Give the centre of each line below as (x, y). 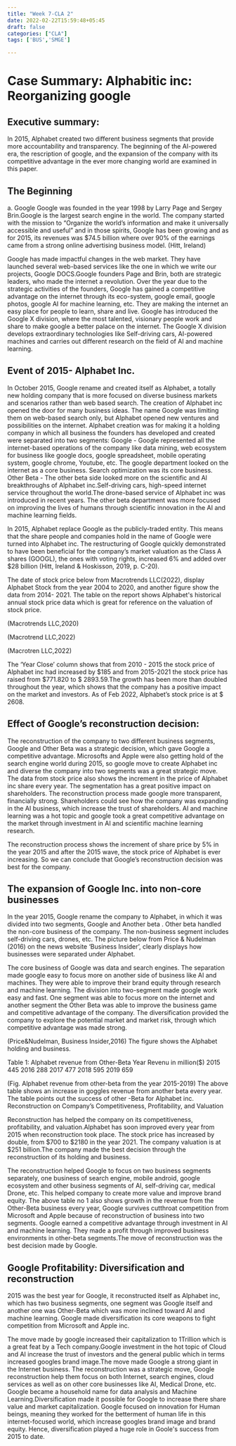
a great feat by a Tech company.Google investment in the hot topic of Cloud (117, 1347)
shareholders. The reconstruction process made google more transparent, (115, 793)
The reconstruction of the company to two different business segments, (111, 741)
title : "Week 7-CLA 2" (40, 14)
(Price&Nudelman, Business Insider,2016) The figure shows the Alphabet (112, 1041)
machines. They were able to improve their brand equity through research (114, 983)
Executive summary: (53, 121)
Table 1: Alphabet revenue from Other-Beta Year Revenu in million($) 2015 (114, 1062)
